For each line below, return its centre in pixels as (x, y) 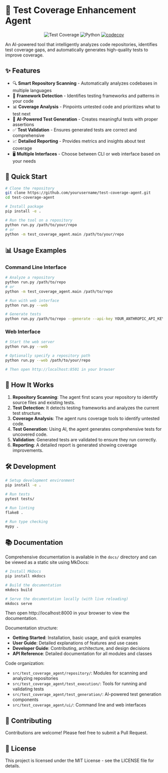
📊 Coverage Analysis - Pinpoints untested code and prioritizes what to (86, 107)
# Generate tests (23, 314)
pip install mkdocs (25, 576)
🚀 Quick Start (26, 177)
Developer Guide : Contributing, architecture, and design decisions (81, 648)
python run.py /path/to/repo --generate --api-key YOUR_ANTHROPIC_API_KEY (85, 319)
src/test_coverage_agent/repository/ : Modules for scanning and (80, 673)
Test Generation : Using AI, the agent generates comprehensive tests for (87, 429)
